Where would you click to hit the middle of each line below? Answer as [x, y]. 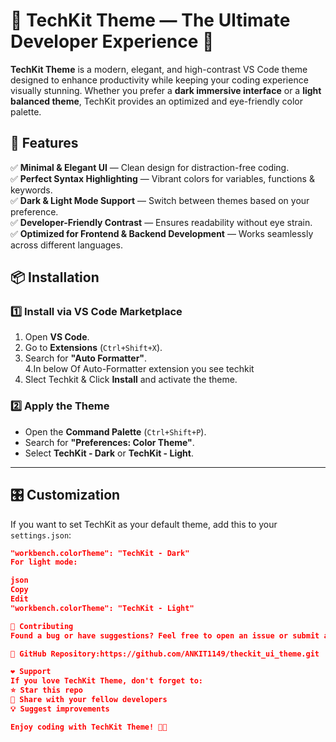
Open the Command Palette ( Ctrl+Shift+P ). [115, 431]
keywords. [31, 190]
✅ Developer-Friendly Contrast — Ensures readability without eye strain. [161, 222]
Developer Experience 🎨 [112, 41]
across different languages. [66, 245]
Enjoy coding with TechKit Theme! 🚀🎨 [89, 727]
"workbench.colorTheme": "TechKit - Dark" [100, 553]
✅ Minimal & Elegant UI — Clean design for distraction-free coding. [150, 167]
